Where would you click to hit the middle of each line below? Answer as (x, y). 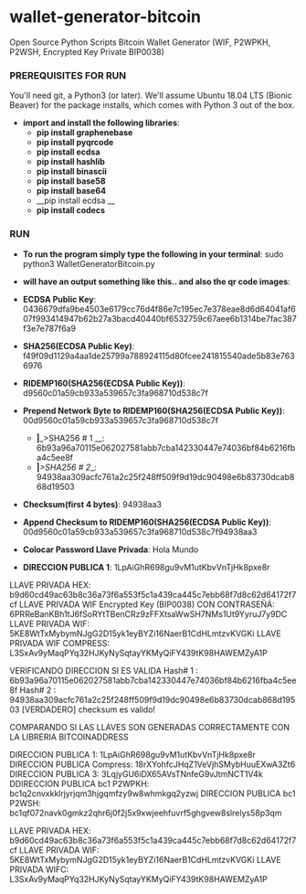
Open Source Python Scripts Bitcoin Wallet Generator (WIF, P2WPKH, (140, 42)
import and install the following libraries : (101, 123)
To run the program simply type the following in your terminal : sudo (153, 254)
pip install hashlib (70, 162)
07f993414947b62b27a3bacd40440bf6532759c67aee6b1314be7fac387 (159, 318)
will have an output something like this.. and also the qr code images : (156, 282)
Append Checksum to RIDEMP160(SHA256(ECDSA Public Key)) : (147, 522)
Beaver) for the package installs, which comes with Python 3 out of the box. (152, 105)
